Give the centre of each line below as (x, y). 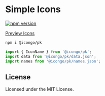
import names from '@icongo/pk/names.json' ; (53, 61)
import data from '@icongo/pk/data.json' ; (51, 56)
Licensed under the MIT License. (40, 89)
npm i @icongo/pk (24, 42)
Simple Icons (33, 9)
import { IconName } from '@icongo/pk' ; (49, 52)
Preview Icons (20, 33)
